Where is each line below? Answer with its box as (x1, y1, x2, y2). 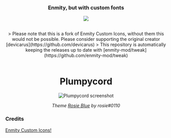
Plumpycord (59, 76, 113, 87)
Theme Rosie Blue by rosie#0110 (52, 103, 120, 109)
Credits (5, 116, 24, 123)
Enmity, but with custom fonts (48, 4, 124, 11)
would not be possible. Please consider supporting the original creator (12, 36, 160, 42)
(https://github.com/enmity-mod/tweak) (44, 53, 128, 59)
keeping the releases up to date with (25, 47, 102, 53)
